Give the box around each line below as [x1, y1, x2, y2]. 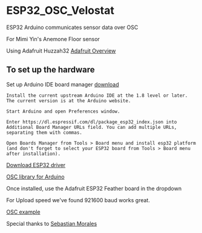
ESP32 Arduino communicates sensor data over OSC [6, 24, 138, 31]
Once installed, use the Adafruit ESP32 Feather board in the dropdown [6, 185, 182, 192]
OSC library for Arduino [6, 173, 65, 180]
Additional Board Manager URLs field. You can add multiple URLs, [6, 124, 177, 130]
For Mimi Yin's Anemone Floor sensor [6, 35, 100, 42]
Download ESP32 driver [6, 161, 66, 168]
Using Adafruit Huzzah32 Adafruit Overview [6, 47, 116, 54]
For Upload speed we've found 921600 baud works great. [6, 196, 150, 203]
